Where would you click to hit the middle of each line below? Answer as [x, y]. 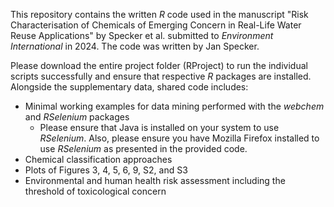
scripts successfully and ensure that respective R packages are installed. [161, 76]
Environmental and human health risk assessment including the [155, 180]
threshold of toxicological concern [95, 191]
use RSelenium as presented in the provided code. [143, 148]
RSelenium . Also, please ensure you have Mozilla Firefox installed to [179, 138]
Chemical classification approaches [98, 159]
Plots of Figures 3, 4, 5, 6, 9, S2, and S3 [106, 170]
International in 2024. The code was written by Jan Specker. [135, 46]
